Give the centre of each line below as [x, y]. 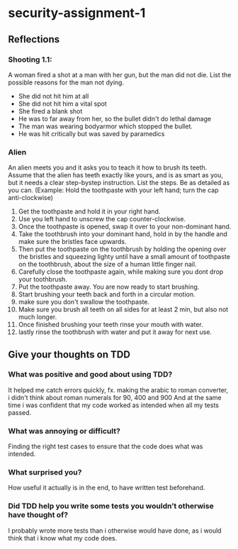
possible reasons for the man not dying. [66, 82]
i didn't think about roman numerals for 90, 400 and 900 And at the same [115, 397]
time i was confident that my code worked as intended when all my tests [113, 405]
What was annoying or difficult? [64, 431]
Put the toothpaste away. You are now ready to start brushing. [109, 287]
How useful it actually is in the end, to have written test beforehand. [107, 488]
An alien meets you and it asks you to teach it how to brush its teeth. [108, 167]
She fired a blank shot [50, 111]
